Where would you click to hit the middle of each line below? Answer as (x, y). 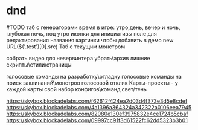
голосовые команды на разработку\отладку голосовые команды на (94, 76)
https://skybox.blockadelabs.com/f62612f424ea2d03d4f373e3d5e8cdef (97, 101)
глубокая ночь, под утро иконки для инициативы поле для (81, 33)
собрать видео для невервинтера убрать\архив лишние (78, 58)
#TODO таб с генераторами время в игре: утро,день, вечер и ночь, (93, 27)
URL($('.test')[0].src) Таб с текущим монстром (66, 47)
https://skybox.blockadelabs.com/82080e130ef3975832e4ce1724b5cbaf (97, 114)
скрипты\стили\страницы (39, 65)
